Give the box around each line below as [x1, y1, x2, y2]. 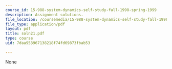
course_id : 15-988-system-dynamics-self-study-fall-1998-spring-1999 [5, 7, 157, 13]
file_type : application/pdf [5, 21, 66, 27]
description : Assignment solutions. [5, 12, 83, 17]
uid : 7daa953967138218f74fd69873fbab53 [5, 41, 91, 46]
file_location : [5, 17, 38, 22]
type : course [5, 36, 33, 41]
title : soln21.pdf [5, 31, 45, 36]
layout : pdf [5, 26, 31, 31]
